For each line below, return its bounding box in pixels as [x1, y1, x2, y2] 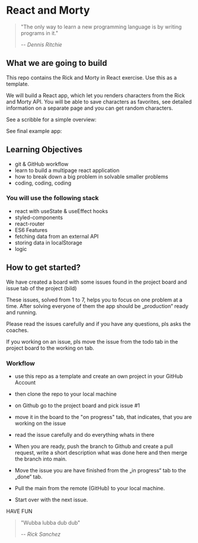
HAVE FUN [6, 507, 33, 515]
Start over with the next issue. [14, 496, 88, 503]
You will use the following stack [6, 194, 99, 202]
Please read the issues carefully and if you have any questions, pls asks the [6, 320, 191, 327]
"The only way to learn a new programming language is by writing [20, 23, 182, 30]
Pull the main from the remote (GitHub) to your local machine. [14, 484, 165, 491]
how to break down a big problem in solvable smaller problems [14, 173, 168, 180]
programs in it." [20, 29, 59, 36]
